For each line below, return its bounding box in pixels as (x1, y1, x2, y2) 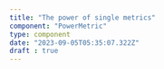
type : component (9, 30, 71, 39)
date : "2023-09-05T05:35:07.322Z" (9, 38, 140, 47)
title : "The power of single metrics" (9, 13, 156, 22)
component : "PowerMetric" (9, 22, 107, 30)
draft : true (9, 47, 59, 56)
